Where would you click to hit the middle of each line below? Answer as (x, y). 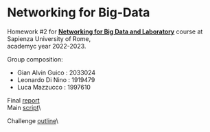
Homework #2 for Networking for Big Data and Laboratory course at (105, 31)
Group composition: (35, 59)
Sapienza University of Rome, (49, 38)
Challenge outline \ (33, 120)
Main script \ (24, 107)
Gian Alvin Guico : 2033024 (56, 72)
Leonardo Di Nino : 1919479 (56, 79)
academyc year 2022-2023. (47, 46)
